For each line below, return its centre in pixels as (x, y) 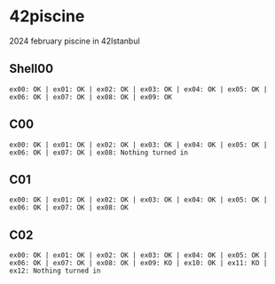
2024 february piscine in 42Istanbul (75, 41)
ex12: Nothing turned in (55, 271)
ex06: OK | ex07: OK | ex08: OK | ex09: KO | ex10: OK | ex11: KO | (138, 264)
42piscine (47, 16)
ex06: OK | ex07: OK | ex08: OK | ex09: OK (91, 97)
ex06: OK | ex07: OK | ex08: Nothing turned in (99, 153)
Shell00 (31, 69)
